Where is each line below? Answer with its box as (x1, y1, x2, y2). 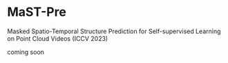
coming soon (7, 48, 45, 56)
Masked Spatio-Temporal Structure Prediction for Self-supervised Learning (7, 27, 221, 35)
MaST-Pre (7, 4, 67, 20)
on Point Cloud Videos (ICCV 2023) (7, 34, 108, 42)
